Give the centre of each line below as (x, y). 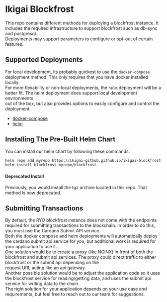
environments (19, 98)
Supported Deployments (44, 60)
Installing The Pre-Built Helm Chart (60, 140)
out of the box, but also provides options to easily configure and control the (83, 103)
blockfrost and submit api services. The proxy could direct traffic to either (81, 257)
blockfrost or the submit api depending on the (52, 263)
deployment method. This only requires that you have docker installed (77, 77)
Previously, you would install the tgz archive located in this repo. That (76, 187)
